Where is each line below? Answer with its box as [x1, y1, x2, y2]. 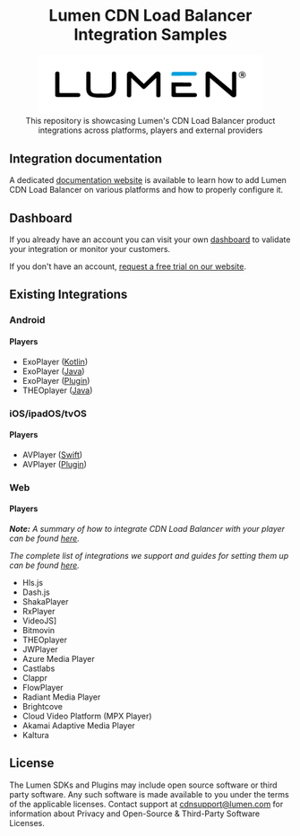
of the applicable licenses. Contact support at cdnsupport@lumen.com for [9, 798, 284, 809]
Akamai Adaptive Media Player [21, 719, 136, 731]
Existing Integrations [9, 287, 128, 302]
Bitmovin [21, 624, 56, 635]
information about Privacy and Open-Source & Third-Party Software [9, 808, 261, 819]
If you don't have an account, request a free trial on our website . [9, 261, 246, 272]
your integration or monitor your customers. [9, 244, 171, 255]
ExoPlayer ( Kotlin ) [21, 356, 88, 367]
